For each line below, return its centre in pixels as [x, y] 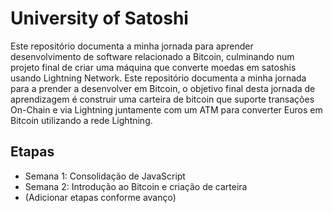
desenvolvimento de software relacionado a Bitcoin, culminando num [152, 56]
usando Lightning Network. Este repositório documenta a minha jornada [158, 78]
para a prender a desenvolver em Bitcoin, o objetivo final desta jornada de [163, 88]
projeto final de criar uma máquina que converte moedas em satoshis [153, 67]
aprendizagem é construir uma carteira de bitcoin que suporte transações [162, 99]
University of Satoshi [99, 18]
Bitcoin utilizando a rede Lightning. [81, 120]
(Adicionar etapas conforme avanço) [100, 197]
